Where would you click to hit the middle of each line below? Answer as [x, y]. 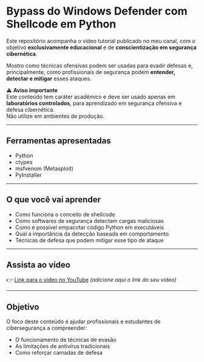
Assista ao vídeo [39, 265]
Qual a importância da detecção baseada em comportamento [92, 234]
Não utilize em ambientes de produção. [56, 116]
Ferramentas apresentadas [59, 141]
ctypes [24, 162]
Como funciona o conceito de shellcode [65, 214]
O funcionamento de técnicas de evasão [66, 340]
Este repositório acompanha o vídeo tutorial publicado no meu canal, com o [101, 41]
